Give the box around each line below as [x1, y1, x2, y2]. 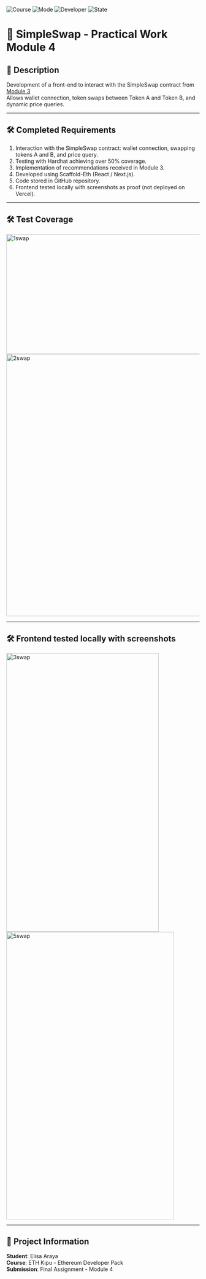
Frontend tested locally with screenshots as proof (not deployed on [15, 183, 185, 190]
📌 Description [6, 65, 59, 75]
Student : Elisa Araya [6, 1253, 58, 1260]
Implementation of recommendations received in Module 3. [15, 163, 165, 171]
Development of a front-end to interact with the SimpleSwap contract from [6, 81, 194, 88]
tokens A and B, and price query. [15, 151, 99, 158]
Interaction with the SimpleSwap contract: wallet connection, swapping [15, 144, 195, 152]
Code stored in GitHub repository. [15, 177, 101, 184]
